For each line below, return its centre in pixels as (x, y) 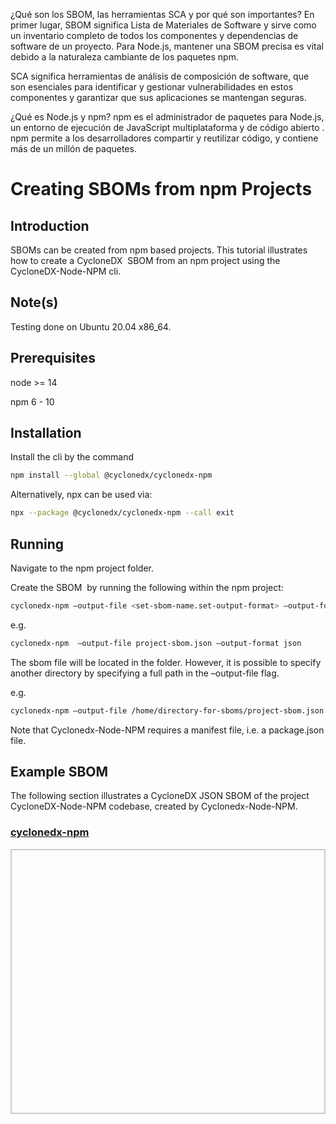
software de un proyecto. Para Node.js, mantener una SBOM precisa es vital (167, 46)
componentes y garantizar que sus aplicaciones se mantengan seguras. (158, 97)
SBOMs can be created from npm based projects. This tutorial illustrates (159, 250)
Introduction (50, 225)
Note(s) (34, 302)
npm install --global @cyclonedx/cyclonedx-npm (111, 475)
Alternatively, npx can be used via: (81, 495)
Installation (46, 433)
